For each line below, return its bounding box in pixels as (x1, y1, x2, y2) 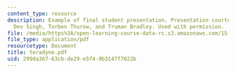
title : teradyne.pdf (7, 49, 68, 56)
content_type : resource (7, 10, 77, 17)
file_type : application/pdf (7, 36, 90, 43)
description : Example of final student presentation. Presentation (7, 17, 209, 24)
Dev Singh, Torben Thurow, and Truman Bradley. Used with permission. (13, 23, 225, 30)
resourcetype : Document (7, 42, 77, 49)
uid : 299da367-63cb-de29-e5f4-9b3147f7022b (7, 56, 137, 63)
